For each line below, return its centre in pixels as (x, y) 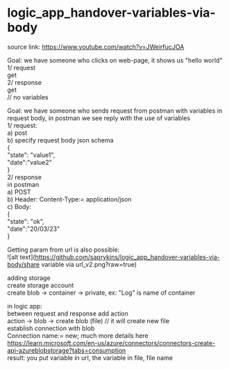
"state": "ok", (26, 221)
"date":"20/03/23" (34, 229)
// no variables (28, 97)
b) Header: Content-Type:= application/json (69, 199)
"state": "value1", (31, 155)
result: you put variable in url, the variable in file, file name (90, 358)
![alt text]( (22, 257)
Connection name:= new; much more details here (78, 336)
